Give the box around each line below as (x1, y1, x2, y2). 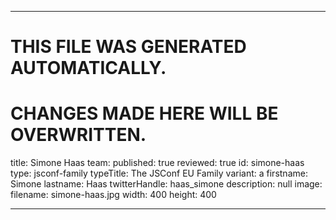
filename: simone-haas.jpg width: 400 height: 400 (10, 189, 217, 201)
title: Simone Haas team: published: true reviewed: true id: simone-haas (10, 157, 305, 169)
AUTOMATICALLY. (10, 57, 167, 80)
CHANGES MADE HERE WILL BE (10, 102, 279, 125)
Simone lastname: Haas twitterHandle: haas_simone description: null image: (10, 178, 323, 190)
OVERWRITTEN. (10, 124, 147, 146)
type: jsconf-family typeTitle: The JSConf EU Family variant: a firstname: (10, 167, 308, 180)
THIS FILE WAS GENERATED (10, 36, 247, 58)
